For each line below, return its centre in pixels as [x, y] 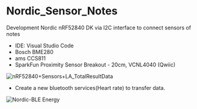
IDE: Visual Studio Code [44, 46]
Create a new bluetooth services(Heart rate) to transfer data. [90, 87]
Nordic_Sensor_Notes [62, 11]
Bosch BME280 [34, 52]
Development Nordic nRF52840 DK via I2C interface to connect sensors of [98, 28]
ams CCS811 [30, 58]
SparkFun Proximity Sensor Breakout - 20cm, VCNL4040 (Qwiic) [95, 65]
